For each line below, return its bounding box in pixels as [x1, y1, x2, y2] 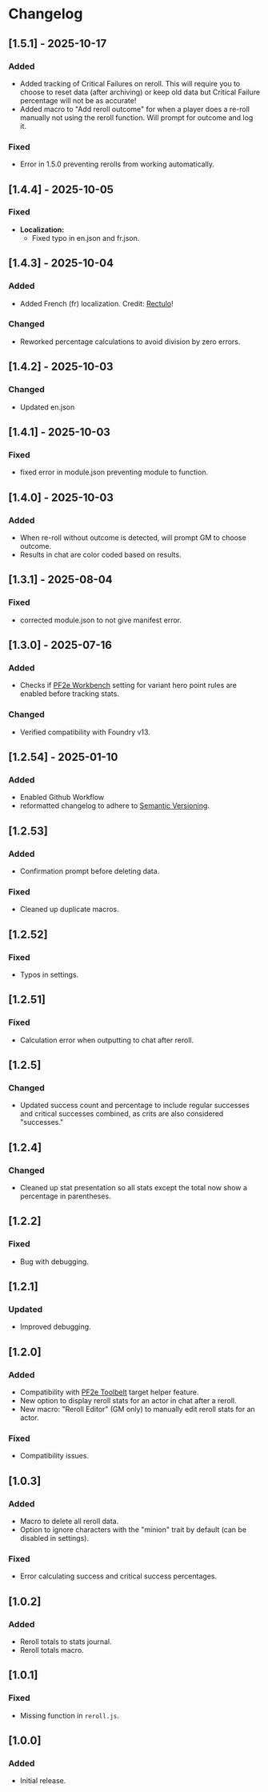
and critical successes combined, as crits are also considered [19, 1109, 224, 1118]
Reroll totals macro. [19, 1646, 84, 1655]
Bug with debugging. [19, 1257, 90, 1266]
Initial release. [19, 1776, 66, 1786]
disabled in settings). [19, 1534, 90, 1543]
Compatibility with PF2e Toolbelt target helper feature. [19, 1387, 199, 1397]
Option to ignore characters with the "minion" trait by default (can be [19, 1525, 246, 1534]
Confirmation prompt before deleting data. [19, 866, 160, 876]
